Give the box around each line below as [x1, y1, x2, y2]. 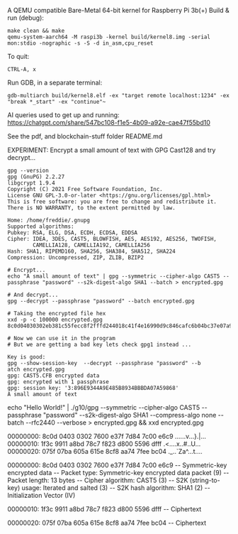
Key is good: [7, 354, 46, 361]
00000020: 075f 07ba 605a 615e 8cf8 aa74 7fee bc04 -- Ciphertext [7, 518, 207, 527]
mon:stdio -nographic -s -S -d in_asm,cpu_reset [7, 40, 154, 47]
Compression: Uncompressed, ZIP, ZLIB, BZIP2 [7, 254, 144, 261]
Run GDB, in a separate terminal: [7, 78, 103, 87]
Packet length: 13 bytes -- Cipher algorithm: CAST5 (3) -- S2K [7, 476, 188, 484]
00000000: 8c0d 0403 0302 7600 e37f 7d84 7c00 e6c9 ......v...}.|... [7, 432, 207, 440]
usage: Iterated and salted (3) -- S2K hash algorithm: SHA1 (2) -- [21, 484, 210, 492]
